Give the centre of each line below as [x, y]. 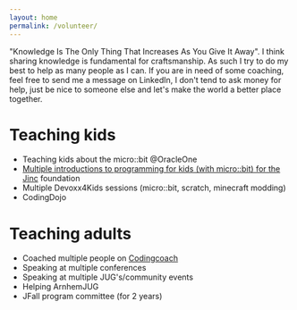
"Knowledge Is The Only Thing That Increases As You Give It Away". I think [147, 51]
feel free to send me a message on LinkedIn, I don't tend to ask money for [145, 80]
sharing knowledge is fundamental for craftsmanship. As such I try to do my [149, 61]
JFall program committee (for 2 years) [92, 297]
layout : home [34, 17]
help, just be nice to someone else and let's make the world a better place [145, 89]
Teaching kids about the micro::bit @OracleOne [110, 159]
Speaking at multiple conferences [84, 268]
